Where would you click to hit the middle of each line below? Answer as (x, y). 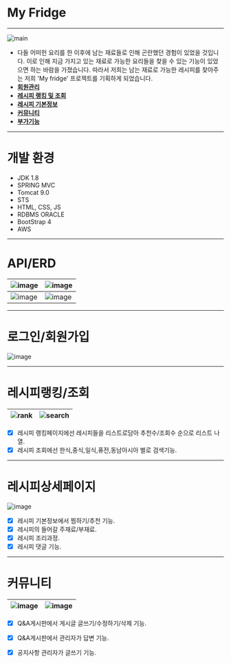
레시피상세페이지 (52, 487)
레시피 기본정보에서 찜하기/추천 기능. (66, 520)
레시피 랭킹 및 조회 (42, 95)
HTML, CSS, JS (39, 207)
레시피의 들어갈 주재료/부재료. (57, 529)
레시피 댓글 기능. (39, 547)
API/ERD (32, 264)
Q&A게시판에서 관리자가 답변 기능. (63, 638)
